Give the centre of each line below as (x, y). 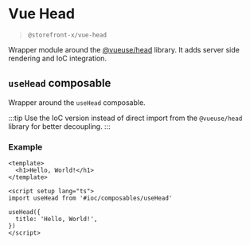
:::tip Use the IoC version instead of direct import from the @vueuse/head (125, 118)
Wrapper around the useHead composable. (77, 102)
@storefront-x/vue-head (67, 35)
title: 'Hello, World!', (57, 220)
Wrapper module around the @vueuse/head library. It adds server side (124, 49)
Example (25, 146)
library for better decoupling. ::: (59, 126)
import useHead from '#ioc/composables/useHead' (90, 198)
